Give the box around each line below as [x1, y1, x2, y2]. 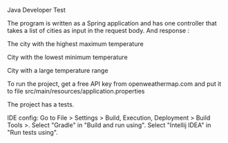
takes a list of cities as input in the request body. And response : [7, 27, 190, 34]
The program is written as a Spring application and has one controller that [7, 19, 218, 27]
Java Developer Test [7, 6, 66, 14]
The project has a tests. [7, 100, 75, 109]
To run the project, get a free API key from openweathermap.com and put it [7, 80, 222, 88]
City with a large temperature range [7, 67, 108, 74]
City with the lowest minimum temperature [7, 53, 128, 61]
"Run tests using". [7, 129, 59, 136]
